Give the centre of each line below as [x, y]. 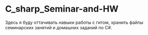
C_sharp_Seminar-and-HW [62, 9]
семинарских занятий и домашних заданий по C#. [59, 27]
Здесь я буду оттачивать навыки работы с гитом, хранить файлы [74, 22]
